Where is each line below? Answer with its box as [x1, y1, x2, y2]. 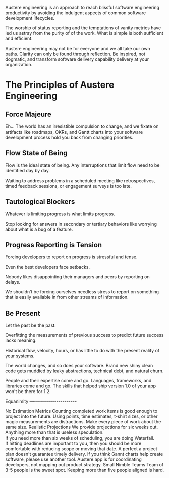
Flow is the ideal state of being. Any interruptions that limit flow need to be [5, 162, 160, 168]
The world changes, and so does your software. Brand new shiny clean [5, 363, 153, 369]
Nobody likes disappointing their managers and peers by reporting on [5, 274, 150, 280]
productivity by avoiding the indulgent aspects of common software [5, 10, 146, 16]
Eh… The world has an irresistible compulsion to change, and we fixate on [5, 123, 159, 129]
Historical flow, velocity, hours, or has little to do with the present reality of [5, 347, 160, 354]
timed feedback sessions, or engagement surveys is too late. [5, 183, 132, 189]
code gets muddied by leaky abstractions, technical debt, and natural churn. [5, 368, 164, 374]
